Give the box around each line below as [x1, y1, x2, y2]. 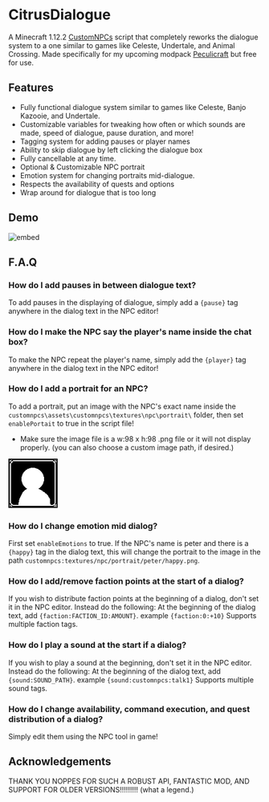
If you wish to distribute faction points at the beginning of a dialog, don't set [8, 594, 259, 604]
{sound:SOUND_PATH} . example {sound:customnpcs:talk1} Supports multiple [8, 674, 255, 684]
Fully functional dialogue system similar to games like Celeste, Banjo [19, 102, 247, 112]
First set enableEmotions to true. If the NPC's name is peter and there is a [8, 539, 249, 548]
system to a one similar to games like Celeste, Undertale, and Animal [8, 40, 235, 50]
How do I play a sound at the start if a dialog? [8, 640, 187, 651]
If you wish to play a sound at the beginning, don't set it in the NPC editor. [8, 657, 252, 667]
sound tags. [8, 683, 48, 693]
